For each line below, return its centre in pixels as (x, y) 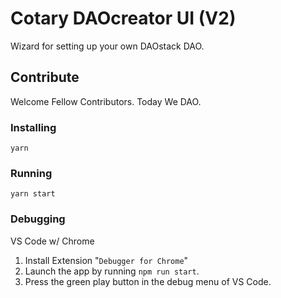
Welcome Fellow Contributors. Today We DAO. (106, 101)
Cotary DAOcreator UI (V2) (123, 18)
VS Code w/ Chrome (52, 241)
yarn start (33, 194)
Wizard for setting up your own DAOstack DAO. (107, 46)
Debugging (38, 219)
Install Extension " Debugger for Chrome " (106, 260)
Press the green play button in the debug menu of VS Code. (148, 281)
